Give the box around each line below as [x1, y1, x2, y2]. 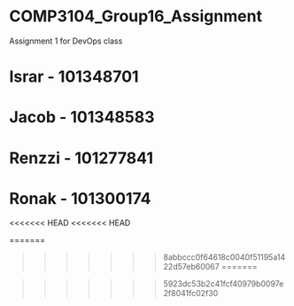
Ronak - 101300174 [9, 188, 152, 208]
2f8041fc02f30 [163, 288, 219, 299]
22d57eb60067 [163, 262, 220, 272]
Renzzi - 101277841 [9, 148, 153, 168]
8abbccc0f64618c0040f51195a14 [163, 252, 286, 263]
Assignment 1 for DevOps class [9, 35, 123, 46]
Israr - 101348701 [9, 67, 139, 87]
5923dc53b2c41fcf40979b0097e [163, 279, 284, 289]
